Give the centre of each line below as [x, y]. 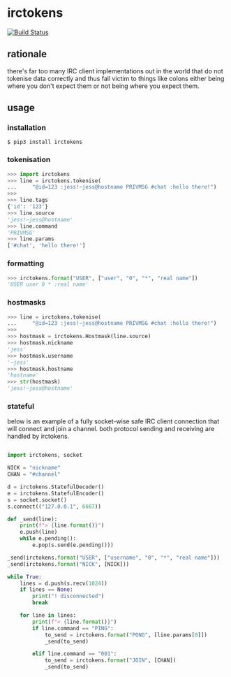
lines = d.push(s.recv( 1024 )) [64, 583]
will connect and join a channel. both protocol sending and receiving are [111, 429]
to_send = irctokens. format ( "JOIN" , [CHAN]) [110, 661]
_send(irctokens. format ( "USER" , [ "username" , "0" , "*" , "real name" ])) [113, 558]
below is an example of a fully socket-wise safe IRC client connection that [113, 421]
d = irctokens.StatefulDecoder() [56, 487]
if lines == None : [46, 590]
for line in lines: [48, 616]
